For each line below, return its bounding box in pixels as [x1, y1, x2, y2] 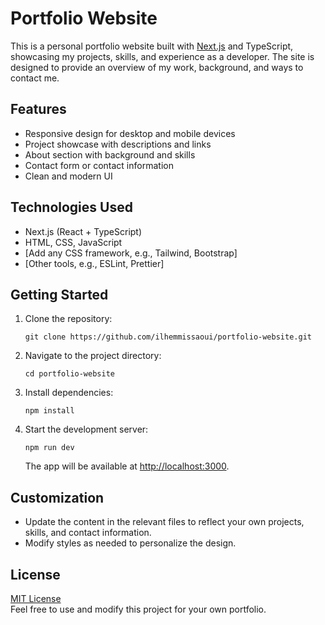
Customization [10, 489, 105, 506]
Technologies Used [10, 199, 133, 216]
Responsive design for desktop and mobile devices [24, 127, 236, 139]
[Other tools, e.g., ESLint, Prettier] [24, 257, 165, 269]
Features [10, 101, 67, 118]
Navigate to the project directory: [24, 350, 162, 362]
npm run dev [24, 443, 75, 453]
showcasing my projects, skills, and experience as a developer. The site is [10, 50, 315, 62]
